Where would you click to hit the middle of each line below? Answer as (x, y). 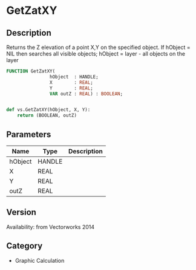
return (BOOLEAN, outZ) (47, 115)
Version (21, 212)
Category (24, 246)
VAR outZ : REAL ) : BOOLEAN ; (86, 94)
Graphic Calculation (40, 260)
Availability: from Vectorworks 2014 (51, 227)
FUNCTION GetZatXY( (31, 71)
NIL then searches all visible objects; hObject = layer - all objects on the (96, 54)
